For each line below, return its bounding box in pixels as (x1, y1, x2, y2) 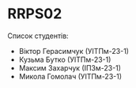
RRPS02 (7, 5, 62, 23)
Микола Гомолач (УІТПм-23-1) (18, 71, 123, 81)
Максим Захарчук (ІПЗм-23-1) (18, 63, 122, 72)
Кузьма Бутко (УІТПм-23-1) (18, 55, 111, 64)
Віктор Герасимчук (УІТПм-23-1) (18, 46, 130, 55)
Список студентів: (7, 31, 69, 40)
